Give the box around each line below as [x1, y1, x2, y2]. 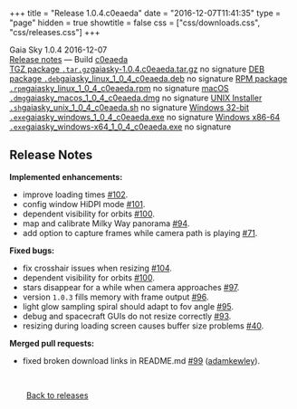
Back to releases [26, 389, 89, 401]
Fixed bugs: [9, 244, 55, 256]
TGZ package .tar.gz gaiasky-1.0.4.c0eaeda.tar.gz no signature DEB [9, 63, 265, 74]
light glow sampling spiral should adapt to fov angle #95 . [22, 300, 234, 311]
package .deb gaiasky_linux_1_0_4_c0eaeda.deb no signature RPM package [9, 73, 288, 84]
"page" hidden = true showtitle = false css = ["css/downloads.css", [9, 17, 261, 28]
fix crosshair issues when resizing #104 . [22, 262, 172, 273]
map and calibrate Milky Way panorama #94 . [22, 217, 190, 229]
